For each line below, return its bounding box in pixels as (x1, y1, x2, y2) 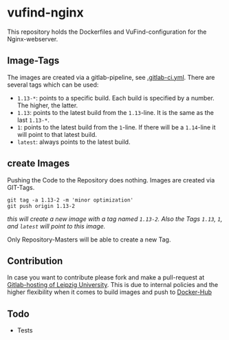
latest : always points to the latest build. (17, 138, 131, 146)
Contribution (7, 255, 63, 266)
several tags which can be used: (7, 81, 99, 89)
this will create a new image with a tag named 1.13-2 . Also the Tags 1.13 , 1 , (7, 215, 223, 223)
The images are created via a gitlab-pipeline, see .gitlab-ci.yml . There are (7, 73, 215, 81)
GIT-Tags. (7, 183, 35, 191)
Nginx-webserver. (7, 34, 58, 43)
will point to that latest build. (17, 130, 98, 138)
